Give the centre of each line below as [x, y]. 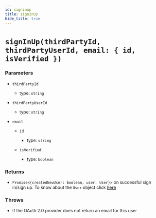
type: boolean [40, 159]
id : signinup [18, 9]
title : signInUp [21, 14]
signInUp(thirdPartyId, [53, 42]
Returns [15, 172]
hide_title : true [23, 18]
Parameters [19, 73]
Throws [14, 200]
